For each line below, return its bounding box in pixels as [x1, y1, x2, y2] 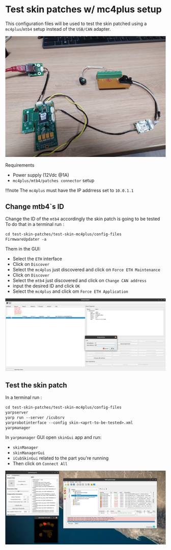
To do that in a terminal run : [5, 221, 65, 227]
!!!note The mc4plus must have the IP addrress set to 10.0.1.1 [5, 188, 134, 194]
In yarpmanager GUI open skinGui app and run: [5, 434, 102, 441]
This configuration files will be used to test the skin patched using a [5, 20, 147, 27]
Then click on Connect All [12, 461, 68, 467]
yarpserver [5, 410, 28, 415]
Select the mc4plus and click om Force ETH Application [12, 288, 129, 294]
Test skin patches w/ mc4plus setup [5, 4, 162, 15]
